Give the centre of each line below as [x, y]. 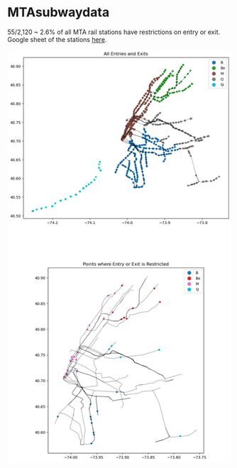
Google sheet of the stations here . [57, 39]
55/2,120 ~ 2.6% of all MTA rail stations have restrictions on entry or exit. [114, 32]
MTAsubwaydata [59, 12]
